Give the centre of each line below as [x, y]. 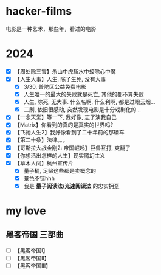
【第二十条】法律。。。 [41, 140]
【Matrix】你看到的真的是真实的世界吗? [64, 125]
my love [26, 211]
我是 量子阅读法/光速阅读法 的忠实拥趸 [71, 186]
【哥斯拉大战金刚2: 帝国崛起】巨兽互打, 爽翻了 [73, 148]
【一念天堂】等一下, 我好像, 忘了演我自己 [65, 117]
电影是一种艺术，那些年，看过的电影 [51, 29]
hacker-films [39, 11]
